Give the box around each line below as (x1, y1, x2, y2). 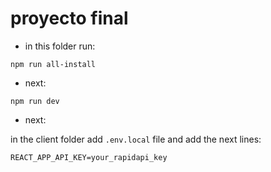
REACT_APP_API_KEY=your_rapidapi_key (10, 152, 168, 162)
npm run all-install (10, 59, 97, 69)
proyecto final (10, 7, 129, 30)
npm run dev (10, 96, 60, 106)
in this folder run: (24, 40, 96, 52)
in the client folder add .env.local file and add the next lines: (10, 133, 262, 145)
